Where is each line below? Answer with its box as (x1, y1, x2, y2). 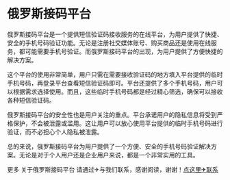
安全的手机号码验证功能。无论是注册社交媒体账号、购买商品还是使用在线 (7, 38, 211, 47)
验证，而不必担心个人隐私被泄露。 (7, 127, 103, 136)
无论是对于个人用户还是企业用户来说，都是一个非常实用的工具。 (18, 151, 199, 159)
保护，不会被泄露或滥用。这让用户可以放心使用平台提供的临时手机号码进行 (12, 119, 223, 127)
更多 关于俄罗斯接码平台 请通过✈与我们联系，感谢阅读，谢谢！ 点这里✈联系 (7, 165, 219, 173)
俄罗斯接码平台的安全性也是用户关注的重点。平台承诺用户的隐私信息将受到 (7, 110, 217, 118)
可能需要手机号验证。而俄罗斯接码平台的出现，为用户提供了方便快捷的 (25, 47, 223, 55)
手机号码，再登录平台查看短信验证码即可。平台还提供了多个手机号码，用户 (7, 79, 217, 87)
